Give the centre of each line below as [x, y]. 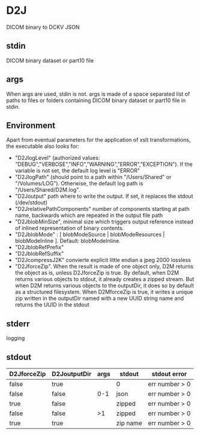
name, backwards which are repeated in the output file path [89, 215]
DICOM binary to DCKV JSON [43, 27]
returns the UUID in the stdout [52, 305]
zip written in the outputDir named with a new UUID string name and [99, 299]
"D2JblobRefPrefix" [39, 248]
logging [16, 338]
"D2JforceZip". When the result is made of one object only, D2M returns [104, 266]
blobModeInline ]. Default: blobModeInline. [68, 241]
